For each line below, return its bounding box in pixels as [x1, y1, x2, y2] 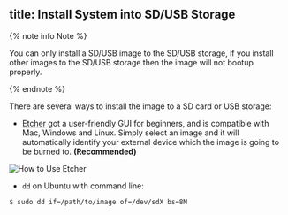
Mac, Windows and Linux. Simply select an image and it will [21, 127, 239, 138]
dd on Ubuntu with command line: [21, 180, 144, 191]
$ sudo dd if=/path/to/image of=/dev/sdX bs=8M [9, 197, 188, 206]
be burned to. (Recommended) [21, 146, 137, 157]
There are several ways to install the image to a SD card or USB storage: [9, 101, 272, 111]
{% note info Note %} [9, 30, 87, 41]
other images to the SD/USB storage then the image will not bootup [9, 57, 254, 67]
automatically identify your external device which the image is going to [21, 136, 280, 147]
